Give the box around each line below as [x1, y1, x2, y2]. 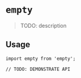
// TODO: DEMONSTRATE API [5, 66, 70, 72]
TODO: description [20, 22, 67, 29]
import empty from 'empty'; [5, 56, 76, 62]
